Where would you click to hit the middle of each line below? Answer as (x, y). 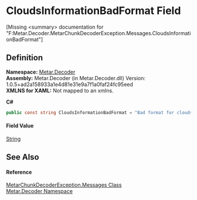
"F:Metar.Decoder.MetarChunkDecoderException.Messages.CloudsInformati (98, 33)
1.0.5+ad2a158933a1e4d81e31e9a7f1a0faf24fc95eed (70, 84)
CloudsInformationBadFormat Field (94, 11)
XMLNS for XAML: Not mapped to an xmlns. (60, 90)
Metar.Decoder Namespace (40, 191)
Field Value (20, 126)
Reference (19, 172)
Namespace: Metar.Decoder (41, 72)
